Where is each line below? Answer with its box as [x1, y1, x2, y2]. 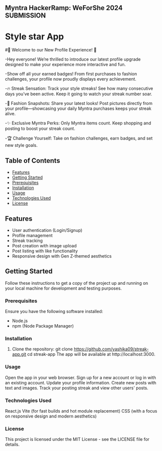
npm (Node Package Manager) [12, 323, 74, 329]
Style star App [5, 31, 64, 42]
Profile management [12, 232, 53, 238]
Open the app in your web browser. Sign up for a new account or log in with [5, 374, 156, 381]
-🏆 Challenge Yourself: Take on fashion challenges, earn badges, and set [5, 136, 153, 141]
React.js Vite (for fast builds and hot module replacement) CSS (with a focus [5, 408, 158, 414]
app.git [12, 351, 27, 357]
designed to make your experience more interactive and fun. [5, 62, 126, 68]
